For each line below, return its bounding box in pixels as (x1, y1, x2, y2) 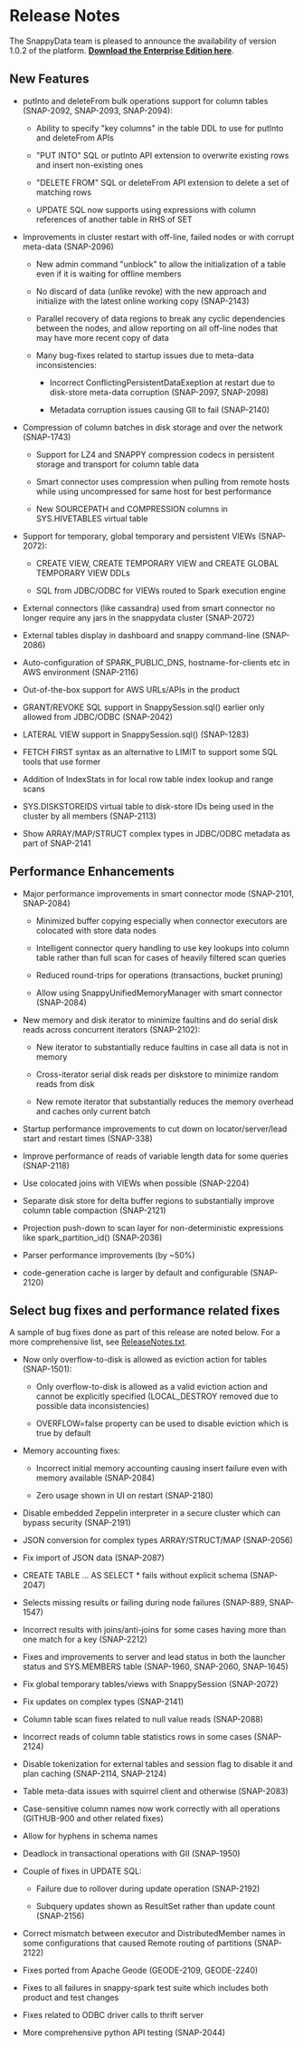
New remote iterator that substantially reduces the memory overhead (35, 1096, 294, 1107)
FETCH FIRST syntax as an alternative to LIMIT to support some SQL (22, 746, 279, 757)
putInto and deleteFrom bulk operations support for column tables (22, 95, 269, 106)
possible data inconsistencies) (35, 1401, 150, 1412)
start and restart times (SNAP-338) (22, 1132, 154, 1143)
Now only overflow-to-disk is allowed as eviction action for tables (22, 1354, 268, 1365)
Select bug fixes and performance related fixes (9, 1303, 280, 1318)
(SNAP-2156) (35, 1910, 85, 1922)
